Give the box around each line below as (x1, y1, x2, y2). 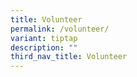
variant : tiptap (10, 33, 78, 43)
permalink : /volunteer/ (10, 24, 110, 34)
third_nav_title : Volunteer (10, 52, 128, 62)
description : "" (10, 42, 78, 53)
